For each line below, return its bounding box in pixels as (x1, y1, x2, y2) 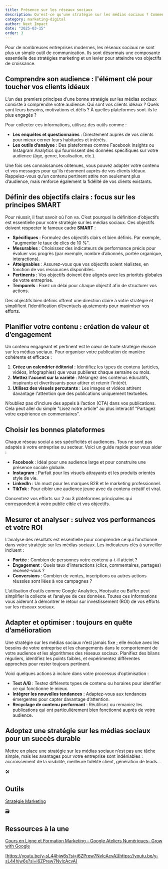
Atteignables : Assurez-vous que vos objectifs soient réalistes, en (12, 261, 149, 267)
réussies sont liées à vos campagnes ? (12, 578, 92, 584)
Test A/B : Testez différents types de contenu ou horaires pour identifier (12, 680, 161, 686)
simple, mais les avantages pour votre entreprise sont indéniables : (5, 753, 143, 759)
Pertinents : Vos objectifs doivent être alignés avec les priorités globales (12, 272, 162, 278)
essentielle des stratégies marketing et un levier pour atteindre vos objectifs (5, 55, 161, 61)
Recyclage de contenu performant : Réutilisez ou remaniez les (12, 701, 142, 707)
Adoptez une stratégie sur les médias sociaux (5, 727, 151, 735)
